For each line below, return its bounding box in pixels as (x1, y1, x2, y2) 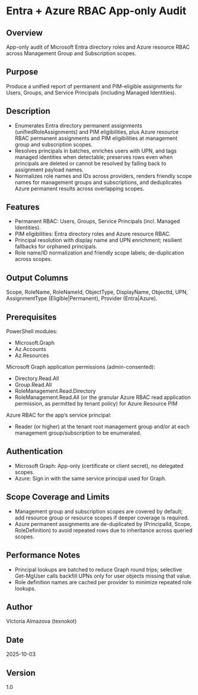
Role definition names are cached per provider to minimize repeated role (14, 578, 192, 585)
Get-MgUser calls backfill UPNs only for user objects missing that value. (14, 572, 191, 579)
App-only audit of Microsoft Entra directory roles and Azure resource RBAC (6, 43, 190, 50)
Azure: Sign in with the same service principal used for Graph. (14, 474, 167, 482)
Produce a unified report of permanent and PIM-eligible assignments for (6, 82, 183, 90)
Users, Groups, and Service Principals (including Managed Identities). (6, 89, 177, 96)
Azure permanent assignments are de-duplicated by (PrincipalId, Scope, (14, 520, 192, 527)
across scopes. (14, 256, 52, 263)
